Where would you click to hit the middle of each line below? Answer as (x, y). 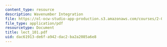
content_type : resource (30, 10)
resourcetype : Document (30, 28)
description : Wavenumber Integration (44, 14)
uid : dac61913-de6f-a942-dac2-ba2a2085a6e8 (51, 37)
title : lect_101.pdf (27, 32)
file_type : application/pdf (34, 23)
